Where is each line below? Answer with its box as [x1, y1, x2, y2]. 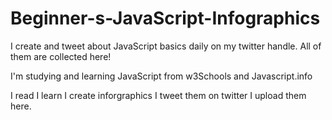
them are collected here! [10, 50, 112, 62]
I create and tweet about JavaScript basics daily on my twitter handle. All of [10, 40, 322, 52]
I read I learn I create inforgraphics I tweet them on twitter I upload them [10, 89, 307, 101]
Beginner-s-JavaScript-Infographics [10, 7, 321, 30]
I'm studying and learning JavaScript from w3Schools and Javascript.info [10, 70, 313, 82]
